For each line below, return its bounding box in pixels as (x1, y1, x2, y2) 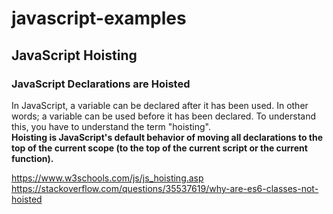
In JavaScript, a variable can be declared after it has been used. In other (11, 99, 309, 111)
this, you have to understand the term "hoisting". (11, 120, 211, 132)
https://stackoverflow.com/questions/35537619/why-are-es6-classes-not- (11, 182, 319, 194)
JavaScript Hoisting (11, 47, 138, 64)
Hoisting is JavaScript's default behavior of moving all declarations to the (11, 131, 324, 143)
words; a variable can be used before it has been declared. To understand (11, 110, 316, 122)
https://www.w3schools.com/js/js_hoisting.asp (11, 172, 204, 184)
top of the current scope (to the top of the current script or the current (11, 142, 308, 154)
